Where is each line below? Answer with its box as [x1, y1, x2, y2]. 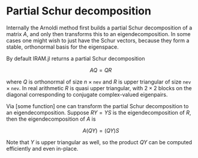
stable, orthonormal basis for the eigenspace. [6, 43, 119, 50]
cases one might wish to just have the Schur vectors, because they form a [6, 37, 190, 44]
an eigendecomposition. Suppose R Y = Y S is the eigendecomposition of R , [6, 109, 191, 116]
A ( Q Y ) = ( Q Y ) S [82, 127, 119, 134]
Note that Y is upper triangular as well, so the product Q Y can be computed [6, 138, 193, 145]
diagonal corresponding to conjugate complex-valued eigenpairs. [6, 91, 168, 98]
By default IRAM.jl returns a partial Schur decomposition [6, 55, 145, 62]
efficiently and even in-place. [6, 145, 79, 152]
